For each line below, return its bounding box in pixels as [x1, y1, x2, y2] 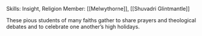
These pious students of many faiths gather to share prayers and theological [6, 17, 197, 23]
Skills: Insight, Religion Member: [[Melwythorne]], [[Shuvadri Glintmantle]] [6, 5, 190, 12]
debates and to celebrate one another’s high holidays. [6, 23, 140, 30]
